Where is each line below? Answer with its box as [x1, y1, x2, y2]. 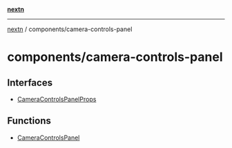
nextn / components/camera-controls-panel [7, 25, 133, 33]
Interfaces [7, 77, 53, 89]
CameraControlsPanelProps [17, 95, 97, 103]
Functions [7, 115, 52, 127]
